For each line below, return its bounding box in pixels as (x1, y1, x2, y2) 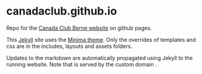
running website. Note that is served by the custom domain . (6, 61, 157, 68)
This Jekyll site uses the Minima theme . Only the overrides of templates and (6, 36, 196, 43)
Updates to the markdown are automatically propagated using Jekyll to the (6, 54, 193, 61)
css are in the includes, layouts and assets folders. (6, 42, 132, 50)
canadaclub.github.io (6, 4, 117, 18)
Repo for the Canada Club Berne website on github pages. (6, 24, 152, 32)
